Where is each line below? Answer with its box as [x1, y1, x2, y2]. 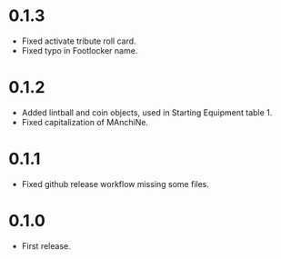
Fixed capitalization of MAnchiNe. [21, 116, 149, 127]
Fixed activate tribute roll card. [21, 35, 137, 46]
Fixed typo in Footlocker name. [21, 45, 138, 55]
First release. [21, 240, 71, 251]
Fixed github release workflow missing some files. [21, 178, 210, 189]
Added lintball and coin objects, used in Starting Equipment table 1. [21, 106, 273, 118]
